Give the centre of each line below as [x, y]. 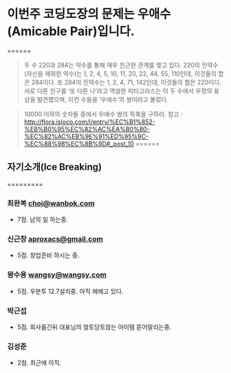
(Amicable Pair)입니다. [71, 31]
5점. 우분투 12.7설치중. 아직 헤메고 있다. [70, 291]
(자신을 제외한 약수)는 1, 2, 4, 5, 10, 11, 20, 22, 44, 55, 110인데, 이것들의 [120, 74]
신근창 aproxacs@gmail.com [55, 239]
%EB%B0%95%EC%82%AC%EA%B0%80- [87, 129]
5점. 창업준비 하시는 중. [48, 255]
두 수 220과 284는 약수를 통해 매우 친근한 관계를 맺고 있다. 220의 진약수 [121, 65]
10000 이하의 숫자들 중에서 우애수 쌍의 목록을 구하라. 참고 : [103, 114]
